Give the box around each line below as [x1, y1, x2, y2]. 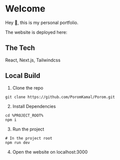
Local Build [5, 71, 40, 80]
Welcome [5, 3, 45, 14]
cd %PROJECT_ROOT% [5, 113, 43, 118]
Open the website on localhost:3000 [12, 148, 88, 155]
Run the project [12, 126, 44, 132]
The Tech [5, 43, 35, 52]
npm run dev [5, 140, 30, 145]
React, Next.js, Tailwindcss [5, 57, 61, 63]
